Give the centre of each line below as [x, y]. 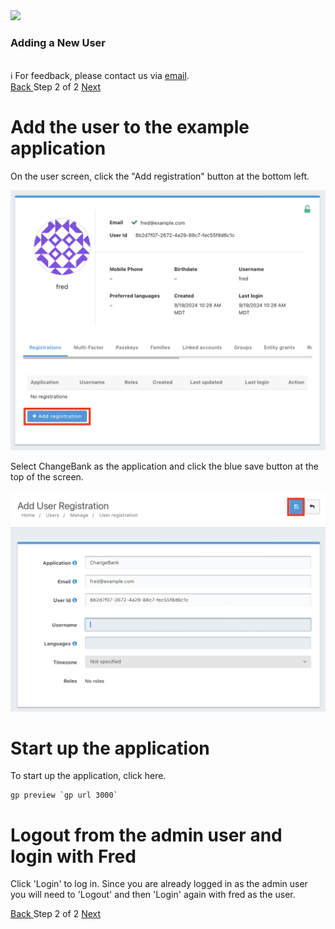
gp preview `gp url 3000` [64, 795]
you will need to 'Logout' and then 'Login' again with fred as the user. [153, 895]
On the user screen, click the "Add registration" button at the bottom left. [160, 176]
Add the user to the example [130, 127]
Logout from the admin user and [146, 835]
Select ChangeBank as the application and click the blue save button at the [164, 466]
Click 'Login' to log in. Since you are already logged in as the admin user [159, 884]
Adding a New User [58, 42]
